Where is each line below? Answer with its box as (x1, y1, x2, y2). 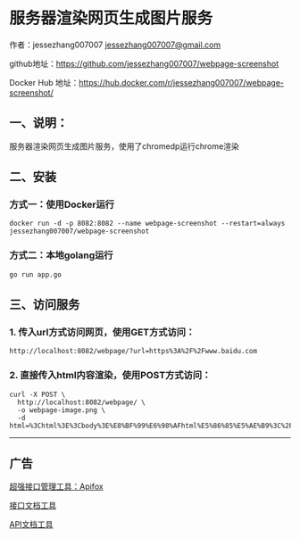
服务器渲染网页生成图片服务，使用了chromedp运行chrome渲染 (9, 140, 239, 152)
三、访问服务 (9, 297, 80, 312)
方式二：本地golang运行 (9, 249, 113, 261)
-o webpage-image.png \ (17, 405, 105, 415)
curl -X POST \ (9, 390, 66, 399)
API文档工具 (9, 519, 54, 530)
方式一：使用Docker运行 (9, 198, 114, 211)
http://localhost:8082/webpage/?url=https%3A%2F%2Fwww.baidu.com (9, 347, 257, 356)
